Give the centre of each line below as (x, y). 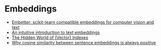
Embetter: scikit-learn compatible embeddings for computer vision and (83, 22)
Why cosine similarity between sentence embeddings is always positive (84, 42)
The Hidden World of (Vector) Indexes (50, 37)
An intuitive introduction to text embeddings (56, 32)
